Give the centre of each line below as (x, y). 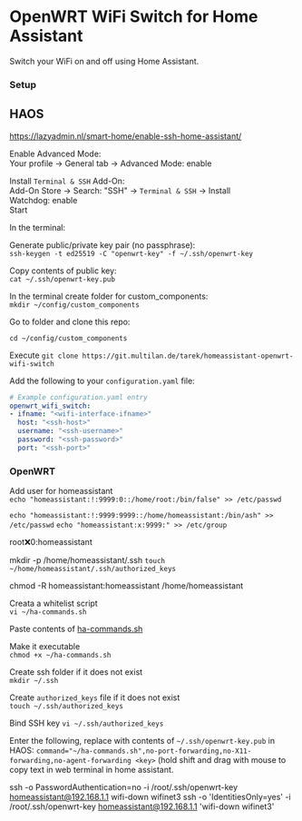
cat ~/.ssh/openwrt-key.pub (63, 279)
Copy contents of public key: (63, 271)
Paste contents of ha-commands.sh (76, 629)
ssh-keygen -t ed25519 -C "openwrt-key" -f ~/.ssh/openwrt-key (132, 253)
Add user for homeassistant (61, 491)
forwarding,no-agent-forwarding (70, 761)
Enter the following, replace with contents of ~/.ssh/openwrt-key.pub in (142, 741)
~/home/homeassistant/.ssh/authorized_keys (93, 569)
